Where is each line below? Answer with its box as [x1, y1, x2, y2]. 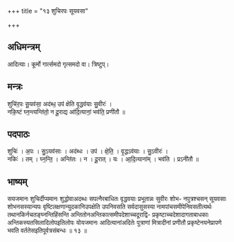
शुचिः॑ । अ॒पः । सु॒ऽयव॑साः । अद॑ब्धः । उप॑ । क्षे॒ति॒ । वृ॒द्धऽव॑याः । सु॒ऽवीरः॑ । [7, 147, 168, 155]
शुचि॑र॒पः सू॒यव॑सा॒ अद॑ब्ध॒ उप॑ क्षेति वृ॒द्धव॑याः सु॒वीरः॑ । [7, 99, 112, 108]
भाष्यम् [7, 176, 28, 188]
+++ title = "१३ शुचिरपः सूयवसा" [7, 7, 88, 15]
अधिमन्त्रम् [7, 41, 40, 53]
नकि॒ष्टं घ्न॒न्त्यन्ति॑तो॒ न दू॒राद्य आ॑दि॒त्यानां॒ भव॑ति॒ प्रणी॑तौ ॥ [7, 107, 126, 116]
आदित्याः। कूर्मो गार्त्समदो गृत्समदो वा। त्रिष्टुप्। [7, 60, 110, 68]
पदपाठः [7, 128, 30, 140]
